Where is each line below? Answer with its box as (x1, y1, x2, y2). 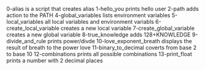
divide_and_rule (6, 38, 47, 44)
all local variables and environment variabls (45, 18, 155, 25)
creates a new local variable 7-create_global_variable (60, 24, 195, 32)
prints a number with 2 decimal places (6, 57, 103, 64)
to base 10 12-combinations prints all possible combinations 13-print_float (6, 51, 192, 57)
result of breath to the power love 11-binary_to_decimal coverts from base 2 (6, 44, 197, 51)
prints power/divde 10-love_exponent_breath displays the (47, 38, 192, 44)
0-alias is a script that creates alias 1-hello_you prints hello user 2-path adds (6, 5, 199, 12)
